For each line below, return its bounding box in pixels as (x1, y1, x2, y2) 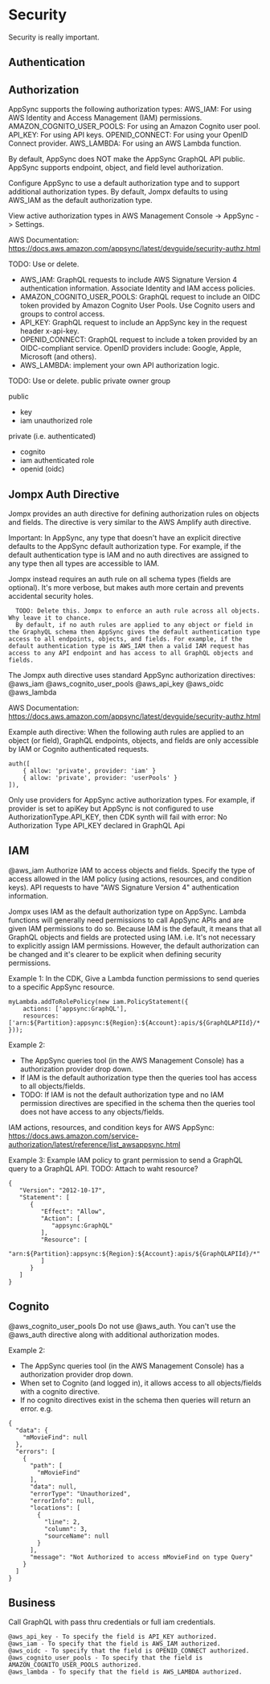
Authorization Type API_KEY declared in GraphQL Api (8, 820, 186, 830)
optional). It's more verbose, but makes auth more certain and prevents (8, 582, 244, 592)
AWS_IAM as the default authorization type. (8, 196, 153, 205)
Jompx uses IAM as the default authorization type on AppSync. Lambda (8, 906, 247, 916)
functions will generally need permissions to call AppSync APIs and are (8, 915, 244, 925)
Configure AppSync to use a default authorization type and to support (8, 179, 240, 188)
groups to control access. (19, 309, 105, 319)
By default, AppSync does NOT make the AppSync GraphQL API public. (8, 155, 246, 164)
